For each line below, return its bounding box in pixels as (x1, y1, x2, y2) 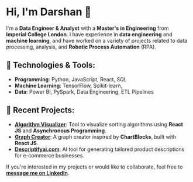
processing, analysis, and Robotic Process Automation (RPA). (6, 43, 157, 50)
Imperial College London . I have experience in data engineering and (6, 30, 173, 37)
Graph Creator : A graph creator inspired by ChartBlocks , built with (14, 133, 177, 140)
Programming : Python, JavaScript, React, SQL (14, 75, 127, 83)
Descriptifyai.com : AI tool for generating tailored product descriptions (14, 146, 185, 153)
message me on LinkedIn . (6, 169, 70, 176)
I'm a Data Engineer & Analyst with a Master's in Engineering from (6, 25, 169, 32)
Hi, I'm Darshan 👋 (6, 5, 92, 19)
